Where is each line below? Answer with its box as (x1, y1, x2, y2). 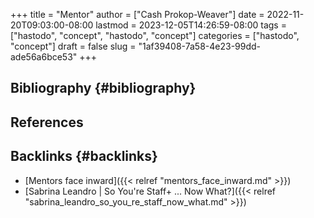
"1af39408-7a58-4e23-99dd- (138, 40, 262, 52)
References (10, 114, 84, 131)
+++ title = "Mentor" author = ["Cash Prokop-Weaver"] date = (10, 9, 265, 20)
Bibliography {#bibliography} (10, 80, 197, 97)
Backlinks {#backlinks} (10, 148, 158, 165)
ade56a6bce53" (10, 51, 78, 63)
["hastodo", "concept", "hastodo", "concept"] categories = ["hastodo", (10, 30, 300, 41)
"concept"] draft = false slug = (10, 40, 137, 52)
